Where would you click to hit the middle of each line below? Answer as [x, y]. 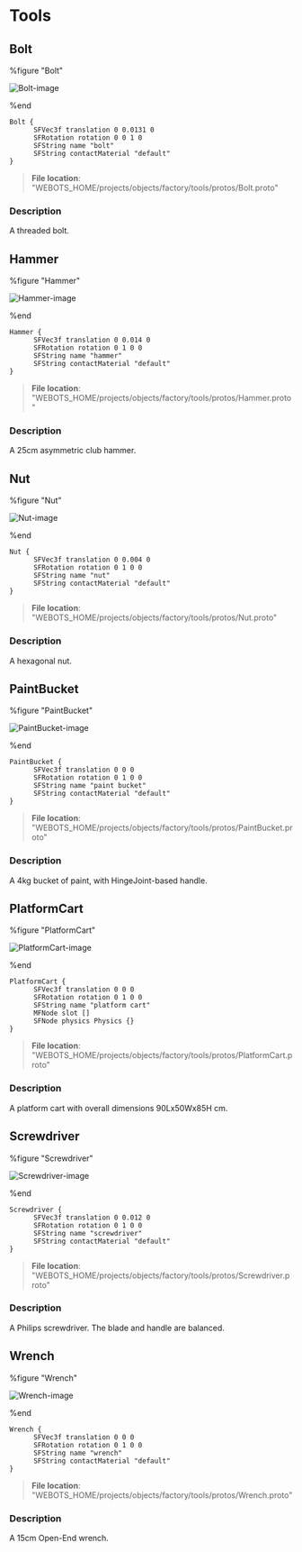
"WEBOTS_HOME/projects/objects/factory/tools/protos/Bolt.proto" [155, 187]
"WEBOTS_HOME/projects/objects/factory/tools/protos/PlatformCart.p [162, 1055]
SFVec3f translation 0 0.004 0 [92, 560]
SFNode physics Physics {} [84, 1021]
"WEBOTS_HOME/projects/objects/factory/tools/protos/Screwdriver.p [160, 1275]
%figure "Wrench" [44, 1378]
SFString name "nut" [71, 576]
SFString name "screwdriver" [88, 1233]
